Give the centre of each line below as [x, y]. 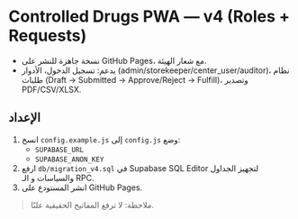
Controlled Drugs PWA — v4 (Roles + [149, 17]
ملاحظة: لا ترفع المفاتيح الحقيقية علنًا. [92, 205]
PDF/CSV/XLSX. [51, 89]
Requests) [48, 36]
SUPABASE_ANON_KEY [69, 160]
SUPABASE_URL [59, 150]
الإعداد [25, 118]
